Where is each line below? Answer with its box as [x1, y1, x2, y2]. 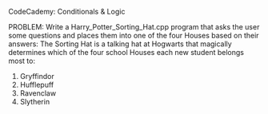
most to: [8, 56, 36, 65]
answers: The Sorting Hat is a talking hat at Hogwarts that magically [8, 39, 232, 49]
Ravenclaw [19, 88, 57, 98]
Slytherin [19, 97, 50, 106]
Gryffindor [19, 72, 54, 81]
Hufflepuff [19, 80, 54, 89]
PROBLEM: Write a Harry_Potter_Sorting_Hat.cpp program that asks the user [8, 22, 260, 31]
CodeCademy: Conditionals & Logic [8, 7, 126, 16]
